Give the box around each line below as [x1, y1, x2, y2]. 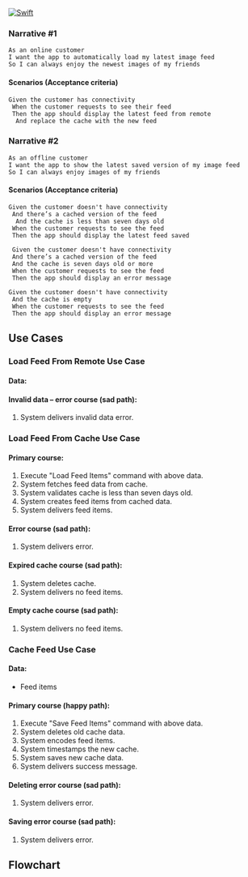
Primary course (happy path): [8, 700, 111, 710]
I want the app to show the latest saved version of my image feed [8, 160, 241, 169]
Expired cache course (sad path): [8, 560, 123, 571]
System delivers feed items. [19, 505, 113, 515]
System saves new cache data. [19, 753, 124, 763]
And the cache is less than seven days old [15, 217, 164, 225]
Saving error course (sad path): [8, 816, 116, 826]
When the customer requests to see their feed [11, 102, 172, 111]
